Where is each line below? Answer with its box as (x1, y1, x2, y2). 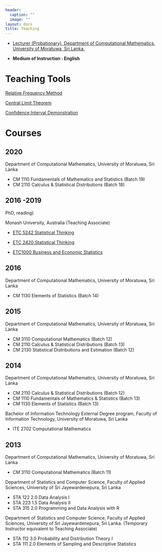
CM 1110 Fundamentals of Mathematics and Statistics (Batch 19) (12, 176, 145, 183)
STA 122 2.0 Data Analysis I (12, 494, 70, 500)
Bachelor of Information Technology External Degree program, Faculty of (5, 410, 157, 417)
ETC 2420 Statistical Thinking (12, 239, 75, 245)
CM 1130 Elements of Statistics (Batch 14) (12, 292, 99, 298)
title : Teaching (5, 26, 39, 31)
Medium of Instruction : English (12, 55, 80, 61)
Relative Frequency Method (5, 90, 63, 96)
